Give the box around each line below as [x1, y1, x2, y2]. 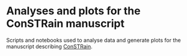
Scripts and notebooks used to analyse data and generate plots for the [6, 36, 182, 43]
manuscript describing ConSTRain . [6, 43, 93, 50]
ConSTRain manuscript [6, 17, 125, 30]
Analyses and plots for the [6, 4, 141, 18]
